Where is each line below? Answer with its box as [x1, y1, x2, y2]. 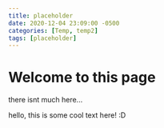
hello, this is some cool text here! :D [8, 110, 126, 120]
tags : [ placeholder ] [8, 34, 78, 42]
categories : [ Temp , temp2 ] [8, 26, 98, 34]
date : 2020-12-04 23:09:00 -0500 [8, 19, 120, 27]
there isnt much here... [8, 95, 83, 105]
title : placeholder [8, 11, 74, 20]
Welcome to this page [8, 69, 156, 86]
